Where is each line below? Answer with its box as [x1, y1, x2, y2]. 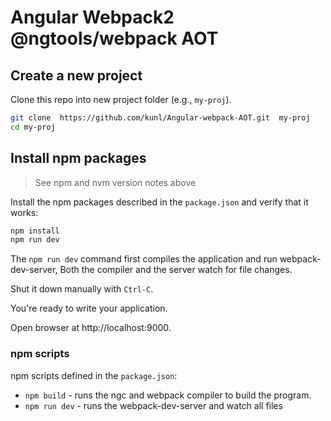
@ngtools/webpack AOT [10, 27, 219, 50]
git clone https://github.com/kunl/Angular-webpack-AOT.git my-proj [10, 113, 311, 123]
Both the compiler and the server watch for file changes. [59, 264, 293, 276]
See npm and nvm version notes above [34, 176, 197, 188]
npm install [10, 226, 60, 236]
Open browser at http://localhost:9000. [10, 322, 172, 334]
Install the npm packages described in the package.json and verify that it [10, 196, 309, 208]
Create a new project [10, 67, 143, 84]
